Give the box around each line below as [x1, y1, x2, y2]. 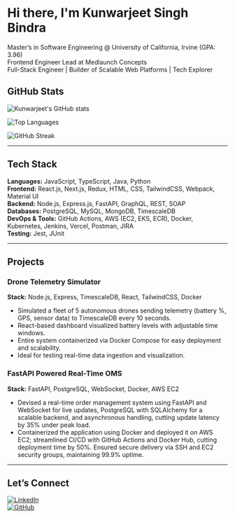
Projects [7, 256, 45, 268]
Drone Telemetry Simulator [7, 277, 101, 287]
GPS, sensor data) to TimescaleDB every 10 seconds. [17, 314, 171, 322]
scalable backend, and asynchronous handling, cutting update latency [17, 413, 220, 421]
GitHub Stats [7, 86, 64, 97]
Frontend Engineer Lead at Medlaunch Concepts [7, 57, 148, 66]
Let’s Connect [7, 477, 70, 489]
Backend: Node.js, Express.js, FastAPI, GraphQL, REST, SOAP [7, 199, 186, 207]
